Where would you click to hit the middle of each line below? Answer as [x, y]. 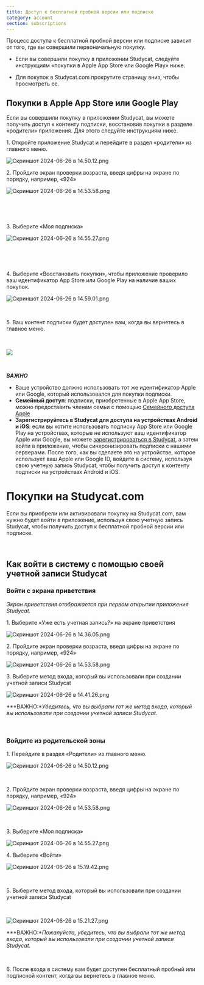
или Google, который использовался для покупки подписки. [93, 394]
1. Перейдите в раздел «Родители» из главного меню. [77, 754]
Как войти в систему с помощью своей [85, 564]
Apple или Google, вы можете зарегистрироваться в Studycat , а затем [107, 440]
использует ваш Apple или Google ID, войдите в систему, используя [104, 459]
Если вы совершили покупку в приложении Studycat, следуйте [97, 59]
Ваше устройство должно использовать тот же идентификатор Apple [105, 388]
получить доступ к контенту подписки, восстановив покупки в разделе [100, 124]
